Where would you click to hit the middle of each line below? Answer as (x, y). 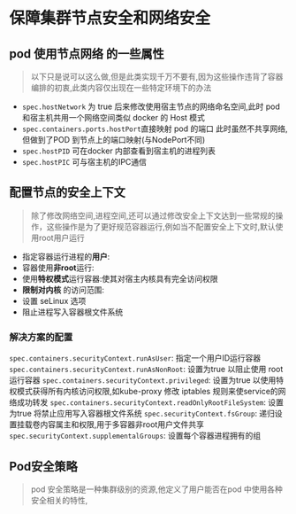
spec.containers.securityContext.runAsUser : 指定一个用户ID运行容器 (135, 358)
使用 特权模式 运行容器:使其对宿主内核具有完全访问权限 (120, 278)
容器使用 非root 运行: (58, 268)
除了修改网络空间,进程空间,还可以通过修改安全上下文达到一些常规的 (153, 215)
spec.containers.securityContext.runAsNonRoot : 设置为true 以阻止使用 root (146, 370)
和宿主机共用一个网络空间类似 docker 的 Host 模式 (114, 117)
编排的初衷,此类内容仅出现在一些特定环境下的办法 (121, 88)
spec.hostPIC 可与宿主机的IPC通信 (84, 162)
